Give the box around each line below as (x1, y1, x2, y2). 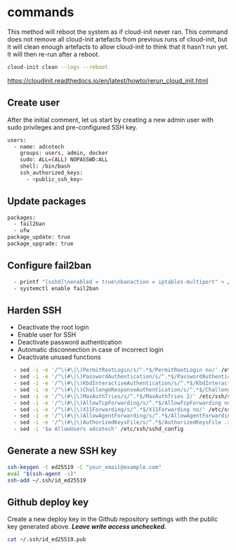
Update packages (7, 195, 86, 208)
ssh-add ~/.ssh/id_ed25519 (7, 477, 86, 484)
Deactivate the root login (17, 323, 89, 332)
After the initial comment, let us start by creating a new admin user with (7, 115, 214, 124)
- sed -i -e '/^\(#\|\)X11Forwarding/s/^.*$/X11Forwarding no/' (13, 406, 206, 413)
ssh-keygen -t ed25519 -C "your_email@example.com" (7, 463, 162, 470)
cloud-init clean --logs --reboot (7, 63, 109, 70)
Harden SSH (7, 304, 62, 316)
